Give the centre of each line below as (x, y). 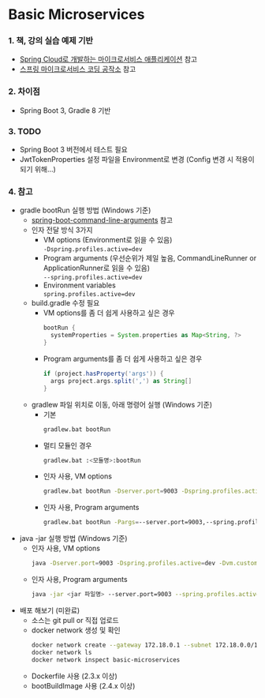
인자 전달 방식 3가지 (62, 230)
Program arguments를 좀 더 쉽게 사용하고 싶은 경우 (123, 358)
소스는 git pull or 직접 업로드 (75, 620)
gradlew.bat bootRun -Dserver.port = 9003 (110, 491)
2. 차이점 (24, 92)
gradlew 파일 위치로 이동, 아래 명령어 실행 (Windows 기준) (122, 404)
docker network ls (62, 652)
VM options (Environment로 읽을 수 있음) (108, 240)
